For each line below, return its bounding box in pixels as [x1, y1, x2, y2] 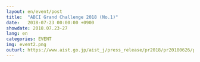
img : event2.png [6, 42, 46, 48]
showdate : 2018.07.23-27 [6, 25, 68, 31]
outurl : [6, 47, 26, 53]
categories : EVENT [6, 36, 52, 42]
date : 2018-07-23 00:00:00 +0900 [6, 19, 95, 25]
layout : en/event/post [6, 8, 62, 15]
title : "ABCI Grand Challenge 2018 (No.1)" [6, 14, 118, 20]
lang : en [6, 31, 28, 37]
